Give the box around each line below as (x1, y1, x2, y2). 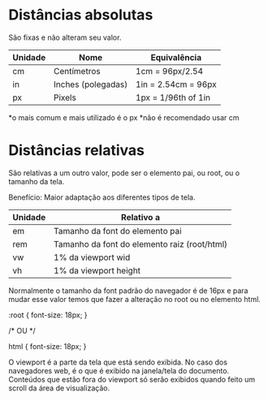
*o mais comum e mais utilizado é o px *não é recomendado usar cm (8, 112, 240, 123)
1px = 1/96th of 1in (135, 92, 211, 103)
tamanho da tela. (8, 176, 65, 186)
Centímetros (54, 65, 101, 76)
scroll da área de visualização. (8, 383, 110, 393)
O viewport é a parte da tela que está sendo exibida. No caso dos (8, 357, 227, 367)
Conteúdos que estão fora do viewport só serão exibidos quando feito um (8, 374, 256, 384)
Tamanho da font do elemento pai (54, 225, 182, 236)
